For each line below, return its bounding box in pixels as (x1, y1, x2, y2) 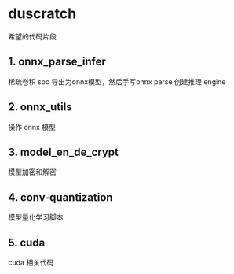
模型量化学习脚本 (8, 213, 64, 222)
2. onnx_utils (8, 100, 72, 114)
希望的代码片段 (8, 31, 57, 41)
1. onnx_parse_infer (8, 55, 106, 68)
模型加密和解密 (8, 167, 57, 177)
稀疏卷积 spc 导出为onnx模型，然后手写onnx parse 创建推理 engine (8, 76, 226, 87)
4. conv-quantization (8, 191, 113, 204)
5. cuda (8, 235, 46, 249)
